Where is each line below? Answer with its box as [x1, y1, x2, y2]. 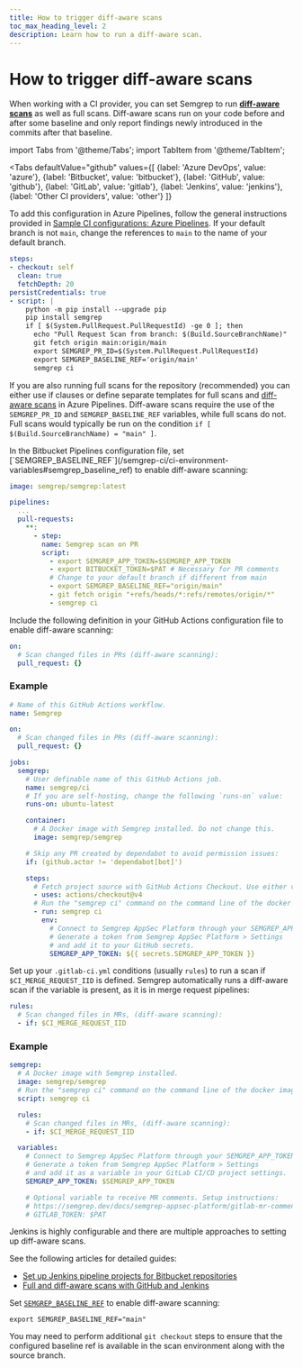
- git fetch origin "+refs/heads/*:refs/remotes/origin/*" [49, 590, 276, 599]
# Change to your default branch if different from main [49, 573, 268, 582]
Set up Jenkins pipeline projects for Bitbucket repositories [22, 1271, 238, 1281]
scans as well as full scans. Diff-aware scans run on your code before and [9, 108, 285, 119]
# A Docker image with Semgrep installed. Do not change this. [32, 825, 276, 834]
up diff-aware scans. [9, 1236, 87, 1246]
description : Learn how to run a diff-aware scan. [9, 30, 203, 39]
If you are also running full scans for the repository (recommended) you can [9, 379, 290, 390]
